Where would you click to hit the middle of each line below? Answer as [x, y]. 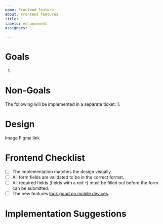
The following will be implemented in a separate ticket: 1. [62, 104]
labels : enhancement [26, 23]
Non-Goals [28, 91]
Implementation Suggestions [66, 214]
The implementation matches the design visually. [62, 172]
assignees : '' [20, 28]
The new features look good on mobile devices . [61, 194]
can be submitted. [31, 188]
